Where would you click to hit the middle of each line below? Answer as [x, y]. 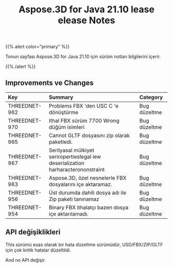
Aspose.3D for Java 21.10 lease [86, 10]
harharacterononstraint [77, 169]
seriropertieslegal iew [75, 157]
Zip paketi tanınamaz [74, 199]
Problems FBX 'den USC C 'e [84, 106]
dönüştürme [64, 112]
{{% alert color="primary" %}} [38, 47]
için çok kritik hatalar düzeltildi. [38, 250]
